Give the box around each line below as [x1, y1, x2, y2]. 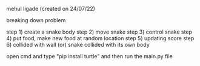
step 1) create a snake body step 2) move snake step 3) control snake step [6, 28, 193, 35]
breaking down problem [6, 17, 66, 23]
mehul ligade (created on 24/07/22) [6, 5, 96, 12]
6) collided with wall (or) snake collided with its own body [6, 41, 150, 48]
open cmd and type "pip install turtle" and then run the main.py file [6, 53, 173, 59]
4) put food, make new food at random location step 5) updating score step [6, 35, 195, 41]
